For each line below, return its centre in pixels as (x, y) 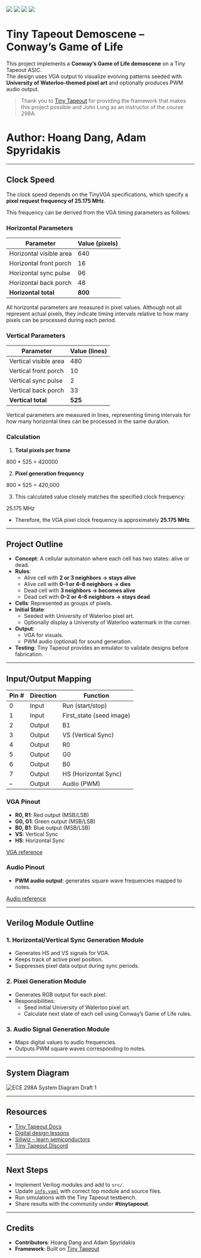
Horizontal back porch (40, 283)
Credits (20, 1228)
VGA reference (25, 852)
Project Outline (35, 544)
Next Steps (27, 1170)
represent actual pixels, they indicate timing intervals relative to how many (98, 313)
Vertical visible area (37, 361)
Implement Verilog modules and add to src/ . (69, 1184)
